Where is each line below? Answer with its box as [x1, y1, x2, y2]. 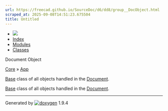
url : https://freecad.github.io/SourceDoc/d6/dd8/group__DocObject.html [5, 7, 160, 12]
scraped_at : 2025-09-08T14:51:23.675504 [5, 12, 91, 17]
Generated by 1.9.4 [5, 100, 68, 106]
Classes [12, 47, 29, 53]
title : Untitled [5, 16, 39, 21]
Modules [12, 41, 31, 47]
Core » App [5, 66, 29, 72]
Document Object [5, 56, 41, 62]
